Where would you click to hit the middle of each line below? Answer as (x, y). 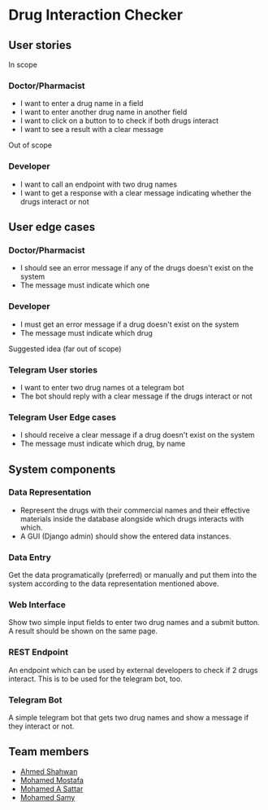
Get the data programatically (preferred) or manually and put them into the (133, 575)
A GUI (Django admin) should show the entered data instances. (125, 536)
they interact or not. (41, 726)
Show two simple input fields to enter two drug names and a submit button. (134, 623)
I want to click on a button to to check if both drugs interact (119, 121)
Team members (49, 752)
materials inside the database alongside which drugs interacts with (132, 518)
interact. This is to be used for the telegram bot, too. (95, 679)
